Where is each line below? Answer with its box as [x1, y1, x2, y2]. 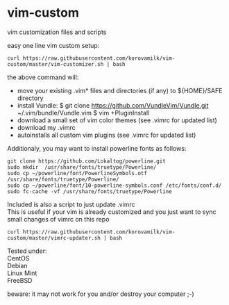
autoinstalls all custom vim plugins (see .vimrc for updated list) [17, 131, 196, 139]
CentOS [7, 254, 30, 262]
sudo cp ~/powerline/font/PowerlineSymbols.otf [7, 170, 148, 176]
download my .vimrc [17, 123, 76, 131]
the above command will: [7, 73, 79, 81]
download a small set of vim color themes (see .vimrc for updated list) [17, 116, 217, 124]
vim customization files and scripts [7, 28, 107, 36]
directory [17, 94, 44, 102]
